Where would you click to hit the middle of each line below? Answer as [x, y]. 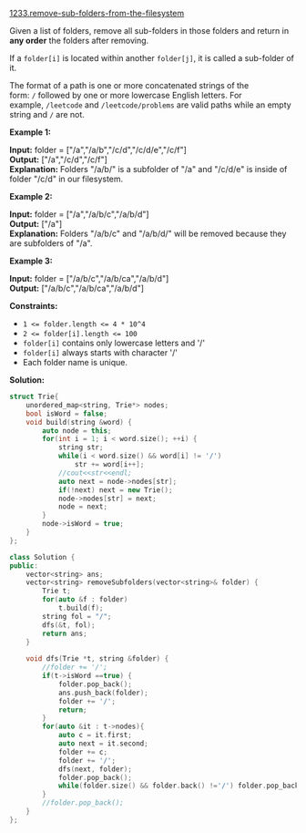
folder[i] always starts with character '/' [100, 353]
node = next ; [82, 507]
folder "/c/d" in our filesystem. [66, 179]
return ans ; [65, 633]
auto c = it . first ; [95, 735]
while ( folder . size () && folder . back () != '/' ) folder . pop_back [178, 786]
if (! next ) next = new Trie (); [115, 490]
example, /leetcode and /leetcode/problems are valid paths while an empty [150, 105]
